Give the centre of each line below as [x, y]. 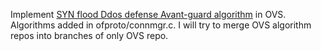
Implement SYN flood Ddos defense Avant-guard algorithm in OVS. [148, 14]
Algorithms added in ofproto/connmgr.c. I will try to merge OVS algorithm [161, 25]
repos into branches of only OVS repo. [89, 35]
